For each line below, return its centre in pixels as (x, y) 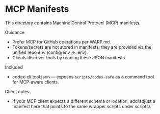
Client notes (17, 91)
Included (14, 67)
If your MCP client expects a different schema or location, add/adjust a (84, 101)
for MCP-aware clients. (36, 82)
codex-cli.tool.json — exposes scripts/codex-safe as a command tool (83, 76)
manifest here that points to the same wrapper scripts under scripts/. (82, 106)
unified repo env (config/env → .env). (50, 52)
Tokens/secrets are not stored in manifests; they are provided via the (82, 47)
